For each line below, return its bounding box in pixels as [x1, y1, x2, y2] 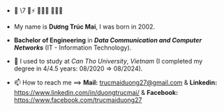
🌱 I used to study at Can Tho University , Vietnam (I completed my [13, 57, 203, 65]
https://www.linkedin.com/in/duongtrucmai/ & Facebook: [13, 89, 179, 96]
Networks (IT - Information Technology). [13, 43, 132, 52]
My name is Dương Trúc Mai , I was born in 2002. [13, 22, 156, 31]
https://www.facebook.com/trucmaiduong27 [13, 96, 142, 104]
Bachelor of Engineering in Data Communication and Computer [13, 36, 202, 44]
